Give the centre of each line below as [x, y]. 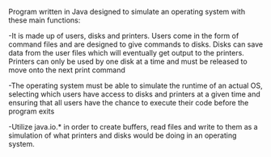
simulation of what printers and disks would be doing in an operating [123, 135]
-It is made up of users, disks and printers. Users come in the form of [124, 36]
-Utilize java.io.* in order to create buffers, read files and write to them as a [133, 127]
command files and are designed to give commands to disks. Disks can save [136, 44]
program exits [32, 111]
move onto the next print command [67, 70]
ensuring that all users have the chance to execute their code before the [129, 103]
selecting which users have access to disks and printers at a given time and [134, 94]
